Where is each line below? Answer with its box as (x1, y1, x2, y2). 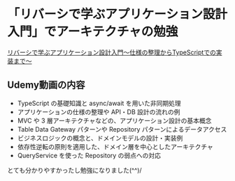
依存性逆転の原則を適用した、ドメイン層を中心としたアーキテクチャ (17, 142, 213, 150)
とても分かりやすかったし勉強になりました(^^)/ (7, 166, 142, 174)
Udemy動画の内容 (7, 79, 85, 91)
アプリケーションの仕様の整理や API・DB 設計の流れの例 (17, 107, 180, 116)
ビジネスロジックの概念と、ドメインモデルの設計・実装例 (17, 134, 183, 142)
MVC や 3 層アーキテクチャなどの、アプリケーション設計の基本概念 (17, 116, 212, 125)
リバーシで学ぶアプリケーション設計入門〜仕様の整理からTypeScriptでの (7, 48, 217, 56)
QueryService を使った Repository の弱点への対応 (17, 151, 162, 159)
